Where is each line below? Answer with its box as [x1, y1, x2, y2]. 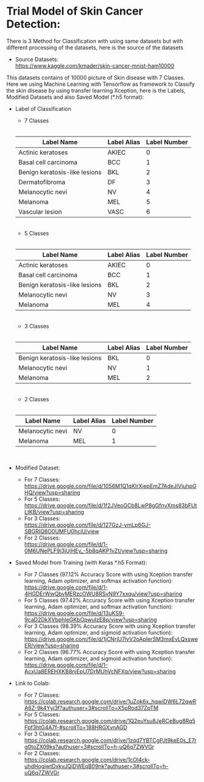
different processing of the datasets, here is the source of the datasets [6, 44, 184, 51]
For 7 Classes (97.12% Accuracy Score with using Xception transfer [24, 571, 193, 578]
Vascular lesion [18, 207, 62, 216]
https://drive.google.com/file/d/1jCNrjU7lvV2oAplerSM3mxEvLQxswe [24, 635, 199, 643]
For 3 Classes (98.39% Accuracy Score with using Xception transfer [24, 622, 196, 630]
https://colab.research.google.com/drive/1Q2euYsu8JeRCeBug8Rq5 [24, 717, 196, 724]
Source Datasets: [15, 55, 59, 63]
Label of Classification [15, 105, 72, 112]
